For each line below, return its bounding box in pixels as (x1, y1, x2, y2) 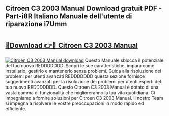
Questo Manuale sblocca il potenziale (84, 57, 164, 63)
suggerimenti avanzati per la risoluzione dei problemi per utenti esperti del (5, 79, 161, 84)
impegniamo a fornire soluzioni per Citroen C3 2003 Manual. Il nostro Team (5, 95, 164, 101)
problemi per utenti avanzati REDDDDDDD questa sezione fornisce (5, 73, 145, 79)
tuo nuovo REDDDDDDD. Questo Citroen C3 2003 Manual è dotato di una (5, 84, 159, 90)
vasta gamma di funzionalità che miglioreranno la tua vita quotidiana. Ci (5, 90, 155, 96)
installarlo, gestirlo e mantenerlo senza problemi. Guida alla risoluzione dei (5, 68, 161, 74)
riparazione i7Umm (5, 20, 67, 28)
